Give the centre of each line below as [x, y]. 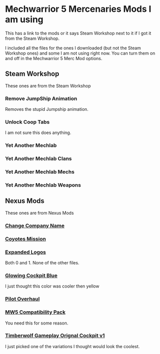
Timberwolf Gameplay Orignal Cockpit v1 [55, 336]
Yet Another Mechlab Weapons [43, 185]
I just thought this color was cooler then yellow [52, 286]
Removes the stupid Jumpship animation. [47, 109]
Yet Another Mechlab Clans [39, 159]
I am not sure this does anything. [38, 133]
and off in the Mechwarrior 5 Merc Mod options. [54, 58]
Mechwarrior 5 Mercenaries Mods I [78, 9]
